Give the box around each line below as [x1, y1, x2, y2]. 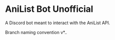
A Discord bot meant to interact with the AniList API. [5, 20, 111, 26]
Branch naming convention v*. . [5, 29, 67, 35]
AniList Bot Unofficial [5, 3, 93, 15]
